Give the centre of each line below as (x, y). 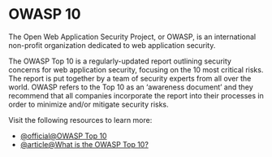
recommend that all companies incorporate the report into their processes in (136, 95)
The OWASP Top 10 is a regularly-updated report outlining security (120, 61)
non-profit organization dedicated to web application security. (112, 45)
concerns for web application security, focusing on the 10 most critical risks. (136, 69)
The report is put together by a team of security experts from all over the (130, 78)
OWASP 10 (45, 14)
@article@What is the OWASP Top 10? (84, 144)
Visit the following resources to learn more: (80, 120)
